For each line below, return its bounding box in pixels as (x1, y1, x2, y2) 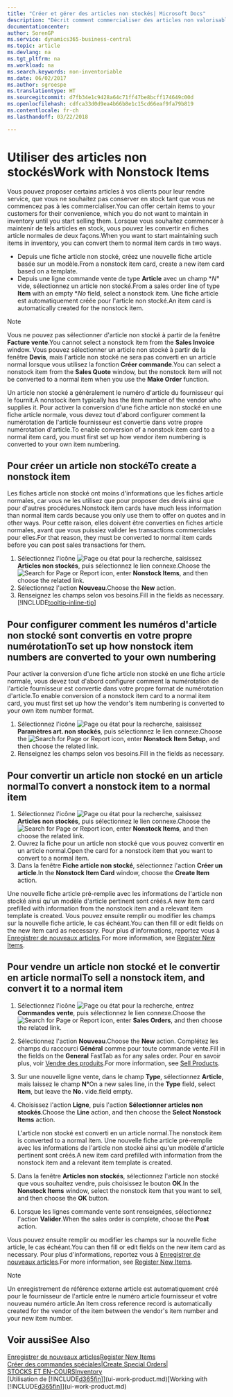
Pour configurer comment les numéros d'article (7, 618, 217, 630)
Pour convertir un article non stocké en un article (7, 770, 223, 781)
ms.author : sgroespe (7, 81, 67, 88)
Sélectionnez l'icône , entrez (17, 1001, 194, 1010)
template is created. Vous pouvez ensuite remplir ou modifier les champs (7, 912, 216, 920)
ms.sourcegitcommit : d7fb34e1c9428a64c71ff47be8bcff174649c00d (7, 94, 194, 101)
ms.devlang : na (7, 49, 51, 56)
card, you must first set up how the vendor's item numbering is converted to (7, 699, 225, 708)
